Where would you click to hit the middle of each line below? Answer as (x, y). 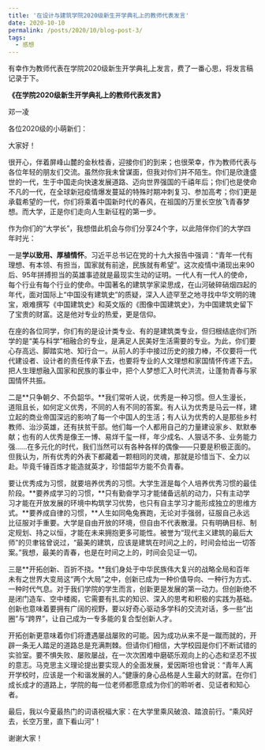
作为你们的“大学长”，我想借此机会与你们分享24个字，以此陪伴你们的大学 (126, 228)
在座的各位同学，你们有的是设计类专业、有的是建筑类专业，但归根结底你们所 (132, 331)
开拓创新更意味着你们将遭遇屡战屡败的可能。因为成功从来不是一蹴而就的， (129, 635)
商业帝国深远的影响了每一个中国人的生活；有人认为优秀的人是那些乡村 (143, 417)
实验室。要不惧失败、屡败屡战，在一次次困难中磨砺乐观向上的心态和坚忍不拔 (132, 655)
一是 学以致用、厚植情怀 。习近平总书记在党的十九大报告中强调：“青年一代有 (131, 255)
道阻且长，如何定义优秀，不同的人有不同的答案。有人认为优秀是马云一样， (129, 407)
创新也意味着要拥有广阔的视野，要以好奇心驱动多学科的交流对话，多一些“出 (131, 609)
